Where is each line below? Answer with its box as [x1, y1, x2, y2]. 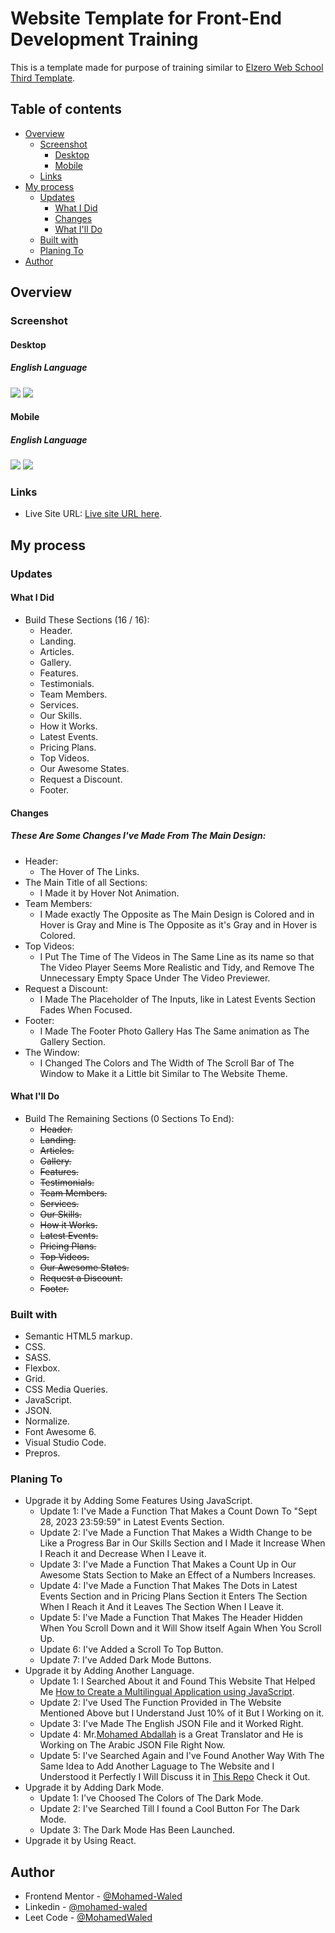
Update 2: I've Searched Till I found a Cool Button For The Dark [39, 1803, 300, 1815]
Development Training [10, 28, 199, 51]
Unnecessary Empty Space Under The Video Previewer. [39, 972, 271, 984]
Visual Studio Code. [24, 1437, 107, 1449]
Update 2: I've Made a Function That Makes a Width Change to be [39, 1527, 313, 1539]
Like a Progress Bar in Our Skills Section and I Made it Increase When [39, 1537, 326, 1549]
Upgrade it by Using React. [24, 1835, 137, 1847]
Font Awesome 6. [24, 1426, 97, 1438]
